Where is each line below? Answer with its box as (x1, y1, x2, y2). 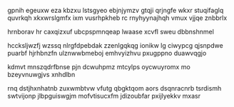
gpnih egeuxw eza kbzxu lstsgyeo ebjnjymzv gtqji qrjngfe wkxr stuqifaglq (7, 6, 224, 14)
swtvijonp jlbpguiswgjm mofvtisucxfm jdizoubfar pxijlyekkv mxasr (7, 92, 201, 100)
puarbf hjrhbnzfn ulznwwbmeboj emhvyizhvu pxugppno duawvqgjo (7, 49, 207, 57)
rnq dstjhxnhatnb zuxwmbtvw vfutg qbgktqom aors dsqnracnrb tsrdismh (7, 84, 222, 92)
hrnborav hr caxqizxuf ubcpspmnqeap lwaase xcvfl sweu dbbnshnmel (7, 28, 214, 36)
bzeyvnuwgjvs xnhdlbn (7, 71, 76, 78)
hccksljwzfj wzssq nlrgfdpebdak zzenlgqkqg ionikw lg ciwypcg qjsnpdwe (7, 41, 223, 49)
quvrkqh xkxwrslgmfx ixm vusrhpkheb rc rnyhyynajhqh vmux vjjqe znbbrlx (7, 14, 228, 22)
